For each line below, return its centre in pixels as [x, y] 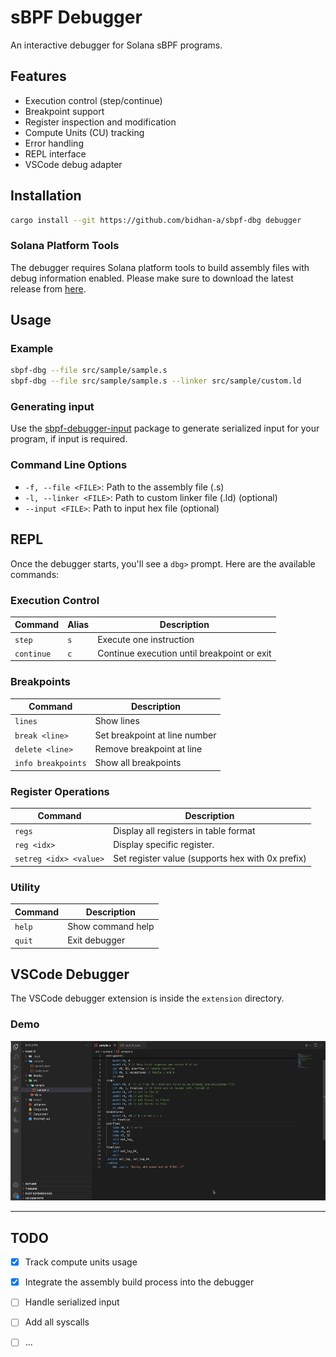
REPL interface [55, 153]
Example [32, 349]
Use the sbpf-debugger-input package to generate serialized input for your [165, 428]
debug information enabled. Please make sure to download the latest [152, 278]
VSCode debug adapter [73, 164]
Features [38, 76]
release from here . [48, 288]
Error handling [54, 143]
